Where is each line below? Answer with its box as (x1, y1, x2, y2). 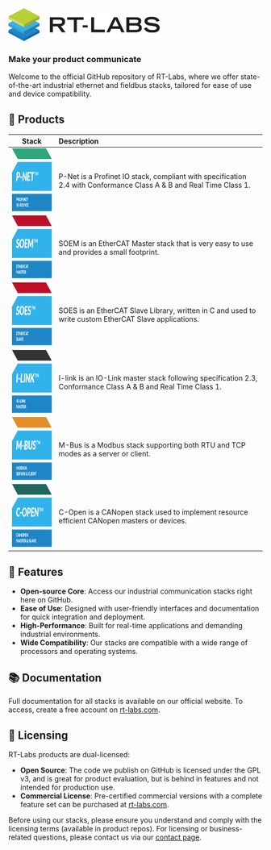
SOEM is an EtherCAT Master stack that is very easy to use (58, 239, 254, 248)
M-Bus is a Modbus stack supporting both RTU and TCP (58, 440, 246, 450)
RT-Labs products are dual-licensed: (8, 750, 131, 760)
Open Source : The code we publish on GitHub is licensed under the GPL (19, 765, 261, 775)
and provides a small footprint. (58, 248, 160, 257)
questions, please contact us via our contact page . (33, 832, 202, 842)
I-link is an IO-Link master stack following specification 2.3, (58, 373, 258, 382)
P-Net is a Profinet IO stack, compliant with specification (58, 171, 247, 181)
